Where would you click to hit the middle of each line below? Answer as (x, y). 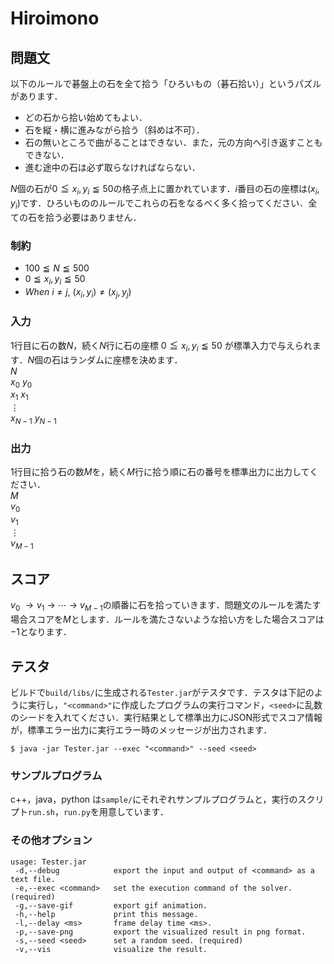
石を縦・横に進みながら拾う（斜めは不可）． (114, 130)
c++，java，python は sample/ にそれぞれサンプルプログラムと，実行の (154, 799)
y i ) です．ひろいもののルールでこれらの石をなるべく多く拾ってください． (159, 204)
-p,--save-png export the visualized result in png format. (160, 932)
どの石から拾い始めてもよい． (86, 117)
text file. (33, 879)
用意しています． (133, 812)
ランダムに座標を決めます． (126, 359)
